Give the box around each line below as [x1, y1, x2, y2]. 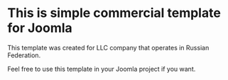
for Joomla [7, 20, 72, 36]
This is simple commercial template [7, 5, 222, 21]
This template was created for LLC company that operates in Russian [7, 43, 210, 52]
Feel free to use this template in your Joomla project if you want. [7, 64, 196, 73]
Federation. [7, 51, 41, 59]
